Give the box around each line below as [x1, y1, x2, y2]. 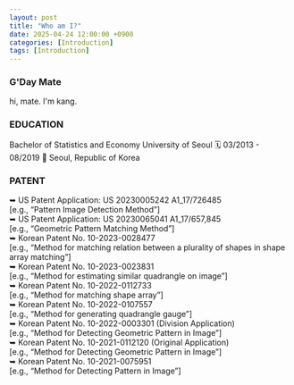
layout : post [9, 13, 58, 22]
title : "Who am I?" [9, 21, 82, 30]
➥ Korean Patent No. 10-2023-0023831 [9, 261, 155, 272]
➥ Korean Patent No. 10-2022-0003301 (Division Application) [9, 318, 235, 329]
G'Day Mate [9, 76, 62, 88]
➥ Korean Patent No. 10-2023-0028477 [9, 233, 155, 244]
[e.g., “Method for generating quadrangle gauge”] [9, 309, 193, 320]
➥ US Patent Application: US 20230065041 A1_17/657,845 [9, 213, 222, 224]
